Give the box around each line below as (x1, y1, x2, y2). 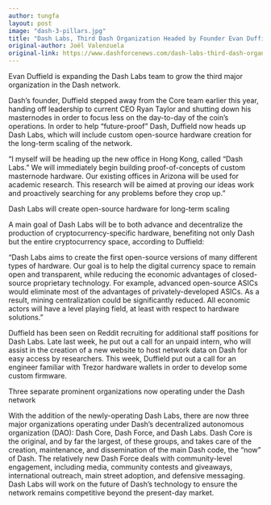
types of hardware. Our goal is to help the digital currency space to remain (8, 261, 256, 270)
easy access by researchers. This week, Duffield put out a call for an (8, 354, 236, 363)
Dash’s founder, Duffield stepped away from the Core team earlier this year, (8, 96, 260, 105)
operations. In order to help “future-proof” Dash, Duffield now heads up (8, 122, 246, 131)
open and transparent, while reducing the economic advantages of (8, 269, 231, 279)
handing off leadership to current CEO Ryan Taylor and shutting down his (8, 104, 252, 114)
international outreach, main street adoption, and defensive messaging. (8, 471, 245, 480)
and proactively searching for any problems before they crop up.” (8, 189, 226, 198)
